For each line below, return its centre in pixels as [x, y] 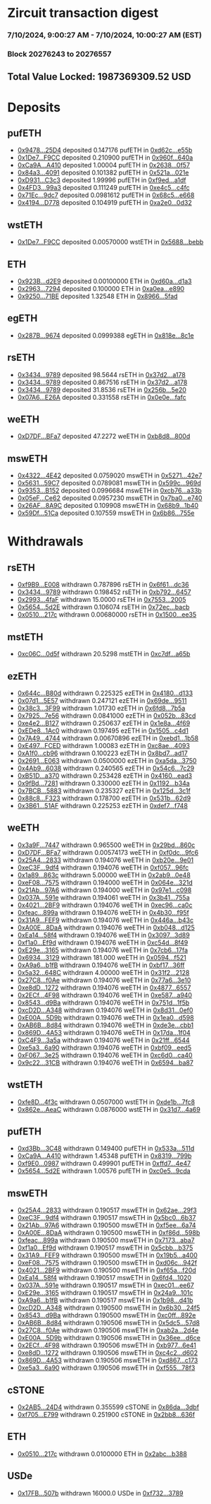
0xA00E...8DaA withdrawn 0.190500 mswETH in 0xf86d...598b [109, 1233]
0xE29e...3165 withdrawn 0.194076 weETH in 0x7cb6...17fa [103, 950]
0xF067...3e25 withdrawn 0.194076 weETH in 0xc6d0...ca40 [105, 1055]
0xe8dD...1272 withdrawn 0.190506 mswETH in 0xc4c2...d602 [108, 1353]
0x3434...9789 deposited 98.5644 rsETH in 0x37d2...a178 [102, 374]
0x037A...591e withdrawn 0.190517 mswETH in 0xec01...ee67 [106, 1285]
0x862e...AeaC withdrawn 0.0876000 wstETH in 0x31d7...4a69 [109, 1109]
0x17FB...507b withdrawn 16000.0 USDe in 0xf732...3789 [101, 1493]
